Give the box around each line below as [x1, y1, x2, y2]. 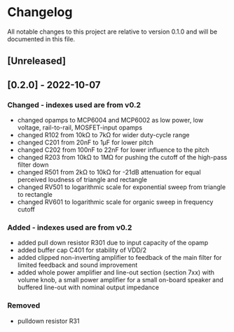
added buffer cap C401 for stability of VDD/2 [17, 246, 147, 254]
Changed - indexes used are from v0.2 [7, 99, 142, 109]
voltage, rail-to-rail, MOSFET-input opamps [17, 123, 142, 132]
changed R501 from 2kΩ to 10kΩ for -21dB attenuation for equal [17, 168, 201, 177]
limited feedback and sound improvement [17, 261, 138, 270]
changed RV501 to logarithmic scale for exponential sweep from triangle [17, 183, 226, 191]
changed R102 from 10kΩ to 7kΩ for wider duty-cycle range [17, 131, 190, 139]
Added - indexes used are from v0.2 [7, 222, 132, 232]
